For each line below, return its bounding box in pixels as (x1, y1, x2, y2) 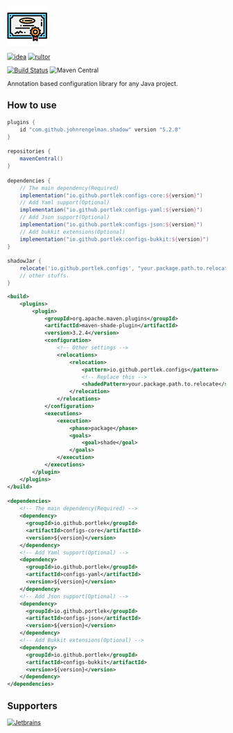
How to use (7, 99, 57, 112)
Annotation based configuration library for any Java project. (7, 80, 178, 87)
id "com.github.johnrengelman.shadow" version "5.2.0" (19, 126, 182, 133)
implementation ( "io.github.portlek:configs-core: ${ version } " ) (19, 192, 203, 199)
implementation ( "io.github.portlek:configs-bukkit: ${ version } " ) (19, 236, 209, 243)
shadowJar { (7, 258, 42, 265)
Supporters (7, 700, 58, 712)
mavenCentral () (19, 155, 64, 162)
